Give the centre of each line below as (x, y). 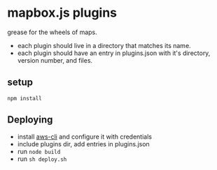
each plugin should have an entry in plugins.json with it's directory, (114, 53)
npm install (24, 98)
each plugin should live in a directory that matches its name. (104, 45)
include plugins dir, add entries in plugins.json (84, 144)
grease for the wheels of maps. (52, 32)
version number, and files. (55, 60)
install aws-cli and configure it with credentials (85, 137)
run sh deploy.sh (42, 159)
